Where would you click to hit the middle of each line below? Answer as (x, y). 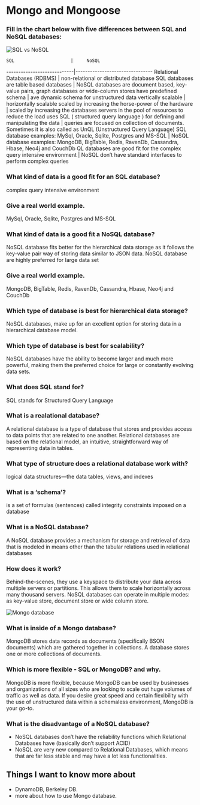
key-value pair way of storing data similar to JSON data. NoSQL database (97, 254)
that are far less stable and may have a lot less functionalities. (91, 756)
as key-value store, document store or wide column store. (77, 601)
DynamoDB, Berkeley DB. (46, 789)
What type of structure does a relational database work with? (97, 463)
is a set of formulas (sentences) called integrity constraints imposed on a (96, 505)
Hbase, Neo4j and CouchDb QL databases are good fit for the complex (94, 148)
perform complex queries (37, 161)
